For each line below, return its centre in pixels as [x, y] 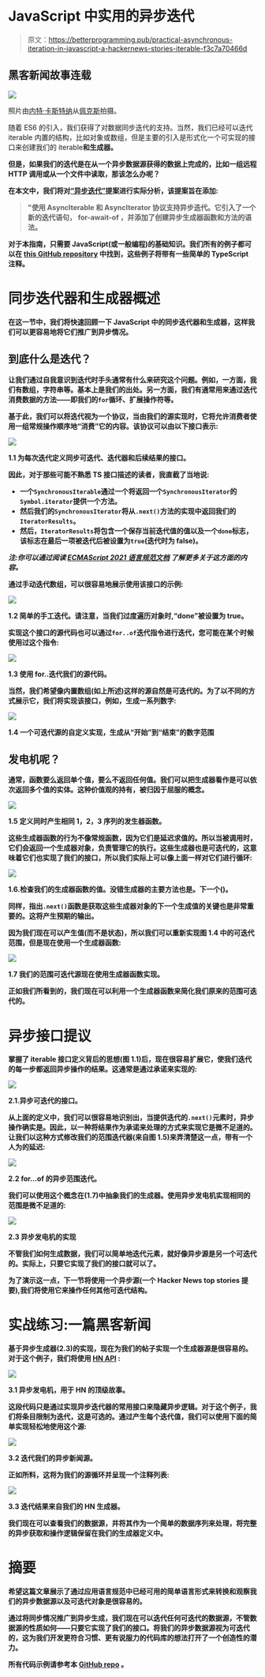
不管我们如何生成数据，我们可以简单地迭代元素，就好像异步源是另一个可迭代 [132, 1254]
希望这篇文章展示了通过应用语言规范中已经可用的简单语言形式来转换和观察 [129, 1592]
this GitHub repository [61, 254]
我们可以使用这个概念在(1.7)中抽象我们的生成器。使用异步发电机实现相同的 [129, 1196]
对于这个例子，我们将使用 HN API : [64, 1359]
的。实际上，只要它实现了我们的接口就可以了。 [84, 1264]
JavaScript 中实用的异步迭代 [101, 16]
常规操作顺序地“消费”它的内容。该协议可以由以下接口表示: [123, 426]
